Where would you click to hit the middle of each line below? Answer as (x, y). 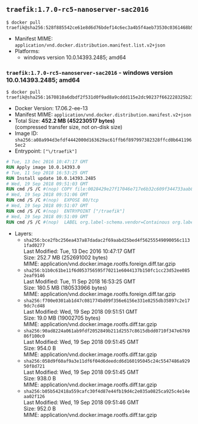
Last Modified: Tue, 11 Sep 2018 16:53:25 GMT (79, 281)
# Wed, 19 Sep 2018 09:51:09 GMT (47, 216)
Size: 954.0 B (39, 348)
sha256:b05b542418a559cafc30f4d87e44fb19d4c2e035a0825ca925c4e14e (107, 391)
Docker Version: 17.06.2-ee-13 (51, 109)
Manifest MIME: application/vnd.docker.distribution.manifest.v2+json (103, 114)
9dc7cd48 (34, 306)
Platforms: (27, 51)
